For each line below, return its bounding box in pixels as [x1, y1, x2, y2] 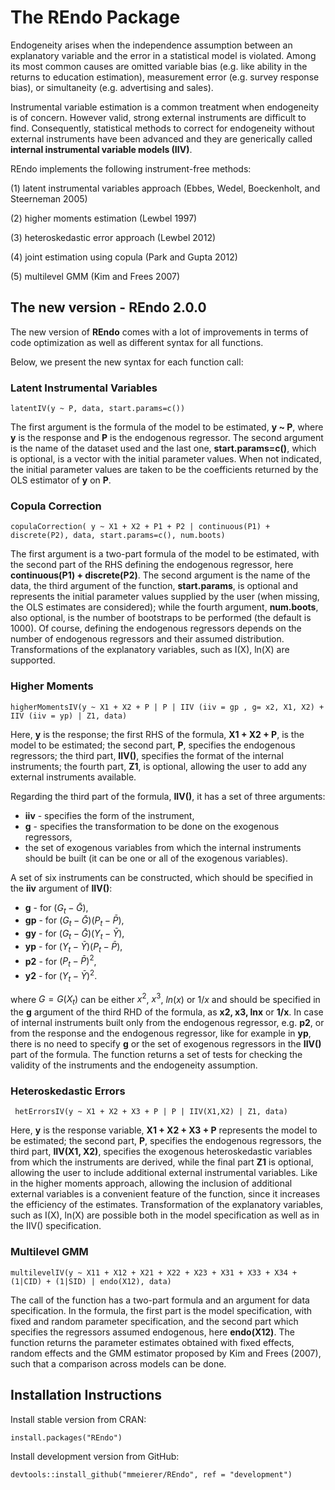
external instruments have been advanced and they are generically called [10, 132, 313, 145]
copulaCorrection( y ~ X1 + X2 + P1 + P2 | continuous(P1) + [10, 522, 271, 532]
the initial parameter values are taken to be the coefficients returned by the [10, 464, 319, 476]
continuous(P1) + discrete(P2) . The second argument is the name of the [10, 569, 311, 581]
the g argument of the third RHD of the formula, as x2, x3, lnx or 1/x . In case [10, 1006, 324, 1018]
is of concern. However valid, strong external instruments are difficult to [10, 111, 307, 123]
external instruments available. [10, 771, 137, 783]
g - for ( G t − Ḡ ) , [24, 901, 89, 916]
